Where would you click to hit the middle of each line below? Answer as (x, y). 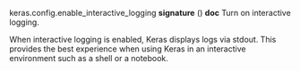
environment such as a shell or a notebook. (89, 58)
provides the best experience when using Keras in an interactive (128, 49)
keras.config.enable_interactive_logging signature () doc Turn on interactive (150, 13)
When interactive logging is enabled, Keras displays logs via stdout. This (143, 39)
